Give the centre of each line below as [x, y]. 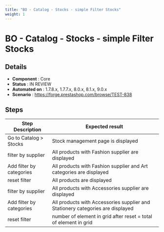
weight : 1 [15, 14]
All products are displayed [82, 180]
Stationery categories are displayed [93, 208]
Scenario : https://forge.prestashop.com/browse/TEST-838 [72, 94]
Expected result [104, 127]
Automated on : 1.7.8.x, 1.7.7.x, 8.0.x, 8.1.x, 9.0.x [60, 89]
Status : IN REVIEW [32, 84]
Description [27, 129]
